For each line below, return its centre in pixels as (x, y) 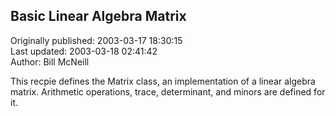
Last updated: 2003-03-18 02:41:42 (84, 51)
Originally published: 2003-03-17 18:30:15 (96, 40)
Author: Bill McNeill (50, 61)
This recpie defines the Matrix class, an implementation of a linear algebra (163, 81)
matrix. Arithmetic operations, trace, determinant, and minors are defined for (168, 91)
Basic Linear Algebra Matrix (98, 16)
